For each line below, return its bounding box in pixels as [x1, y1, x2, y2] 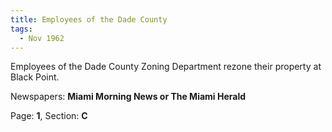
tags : [10, 24, 33, 34]
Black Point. [10, 71, 60, 83]
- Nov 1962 [19, 33, 65, 43]
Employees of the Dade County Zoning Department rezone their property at [10, 61, 322, 73]
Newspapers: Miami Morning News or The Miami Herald [10, 91, 247, 103]
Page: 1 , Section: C [10, 110, 88, 122]
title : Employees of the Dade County [10, 14, 168, 25]
